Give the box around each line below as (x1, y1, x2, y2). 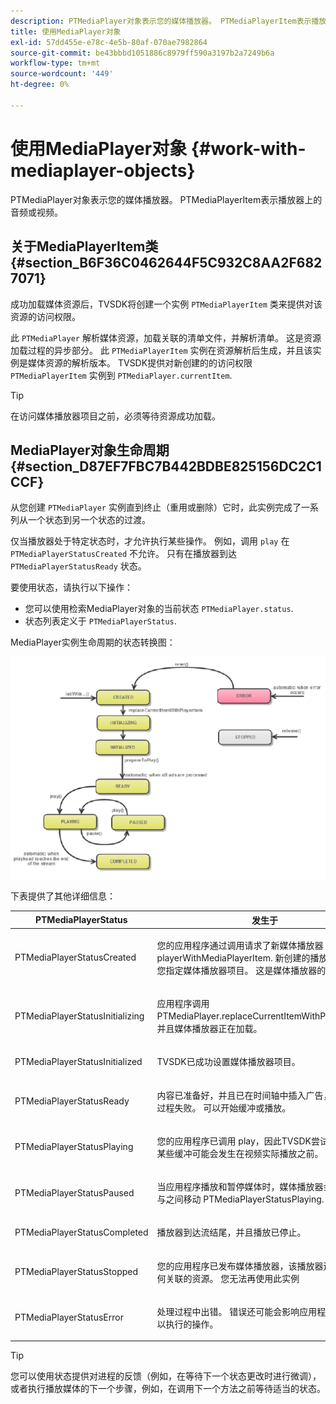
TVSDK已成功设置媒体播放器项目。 (156, 1056, 301, 1068)
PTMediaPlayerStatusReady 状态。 (10, 560, 147, 572)
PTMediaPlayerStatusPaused (14, 1186, 135, 1199)
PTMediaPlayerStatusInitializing (14, 1010, 145, 1022)
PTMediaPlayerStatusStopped (14, 1266, 139, 1278)
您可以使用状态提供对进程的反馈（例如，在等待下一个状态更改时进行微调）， (10, 1370, 322, 1382)
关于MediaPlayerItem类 (10, 238, 159, 255)
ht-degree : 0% (10, 80, 70, 90)
